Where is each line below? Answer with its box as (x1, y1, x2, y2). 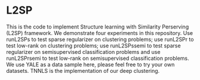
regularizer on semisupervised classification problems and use (6, 48, 161, 55)
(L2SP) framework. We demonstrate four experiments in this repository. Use (6, 29, 193, 36)
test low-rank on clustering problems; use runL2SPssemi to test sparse (6, 42, 181, 49)
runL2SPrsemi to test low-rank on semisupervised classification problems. (6, 55, 189, 62)
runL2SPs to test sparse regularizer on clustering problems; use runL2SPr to (6, 36, 194, 43)
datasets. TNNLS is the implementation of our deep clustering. (6, 67, 160, 74)
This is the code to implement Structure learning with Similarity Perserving (6, 23, 189, 30)
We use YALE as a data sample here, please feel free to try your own (6, 60, 175, 68)
